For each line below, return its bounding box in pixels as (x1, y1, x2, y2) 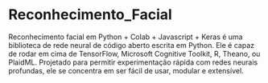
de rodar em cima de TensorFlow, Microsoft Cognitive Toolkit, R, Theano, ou (8, 49, 261, 58)
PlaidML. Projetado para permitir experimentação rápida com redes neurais (8, 57, 258, 67)
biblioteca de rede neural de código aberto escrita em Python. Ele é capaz (8, 40, 255, 49)
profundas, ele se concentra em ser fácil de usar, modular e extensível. (8, 65, 244, 75)
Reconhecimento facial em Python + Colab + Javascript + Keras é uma (8, 32, 243, 41)
